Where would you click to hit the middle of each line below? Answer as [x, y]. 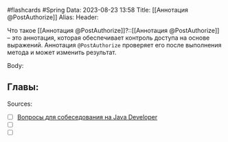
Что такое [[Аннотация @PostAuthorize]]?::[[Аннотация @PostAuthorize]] [113, 31]
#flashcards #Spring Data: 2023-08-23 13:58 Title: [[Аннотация [98, 10]
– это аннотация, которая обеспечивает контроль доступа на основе [109, 38]
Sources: [20, 104]
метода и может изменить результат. [62, 52]
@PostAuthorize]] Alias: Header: [53, 17]
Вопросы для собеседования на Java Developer [87, 117]
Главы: [23, 87]
